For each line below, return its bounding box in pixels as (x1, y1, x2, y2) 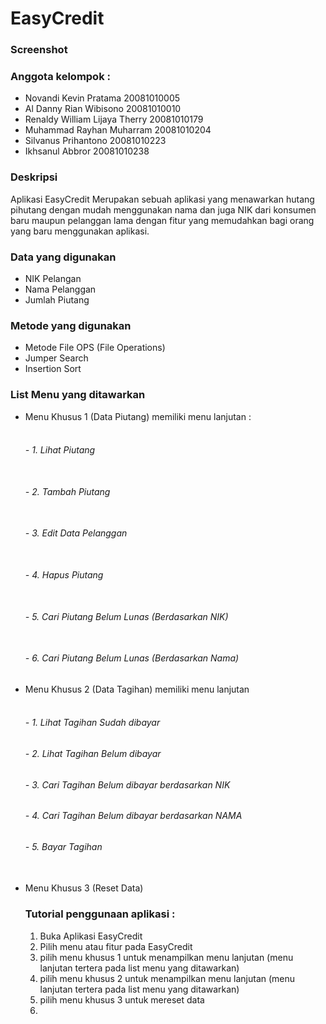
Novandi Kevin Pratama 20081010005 (24, 92, 181, 104)
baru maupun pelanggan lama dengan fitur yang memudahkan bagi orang (10, 214, 315, 226)
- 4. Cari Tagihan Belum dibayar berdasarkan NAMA (24, 810, 243, 822)
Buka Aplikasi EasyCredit (39, 930, 143, 942)
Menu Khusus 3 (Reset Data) (24, 882, 144, 894)
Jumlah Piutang (24, 294, 90, 306)
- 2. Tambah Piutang (24, 485, 111, 497)
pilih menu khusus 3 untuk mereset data (39, 993, 205, 1006)
